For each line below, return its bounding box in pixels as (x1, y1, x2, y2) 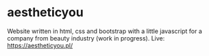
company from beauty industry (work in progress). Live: (7, 34, 165, 42)
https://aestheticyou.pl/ (7, 41, 73, 49)
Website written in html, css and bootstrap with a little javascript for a (7, 27, 202, 35)
